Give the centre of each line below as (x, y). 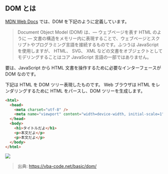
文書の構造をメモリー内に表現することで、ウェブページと (92, 38)
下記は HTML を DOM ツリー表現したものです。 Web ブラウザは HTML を (80, 84)
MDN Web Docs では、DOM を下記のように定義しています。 (67, 21)
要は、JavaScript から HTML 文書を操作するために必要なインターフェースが (83, 67)
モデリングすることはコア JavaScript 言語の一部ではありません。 (84, 57)
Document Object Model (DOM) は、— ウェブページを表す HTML (84, 32)
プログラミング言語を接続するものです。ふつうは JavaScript (97, 44)
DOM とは (20, 8)
